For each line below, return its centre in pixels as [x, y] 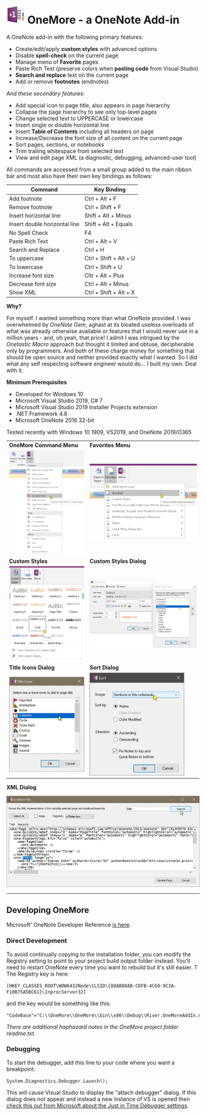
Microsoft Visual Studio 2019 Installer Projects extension [86, 407]
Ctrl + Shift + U [104, 267]
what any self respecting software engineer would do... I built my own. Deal [102, 364]
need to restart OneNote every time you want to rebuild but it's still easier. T [102, 967]
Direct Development [37, 941]
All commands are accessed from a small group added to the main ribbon [99, 169]
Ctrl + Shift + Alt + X [110, 292]
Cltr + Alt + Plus [105, 275]
